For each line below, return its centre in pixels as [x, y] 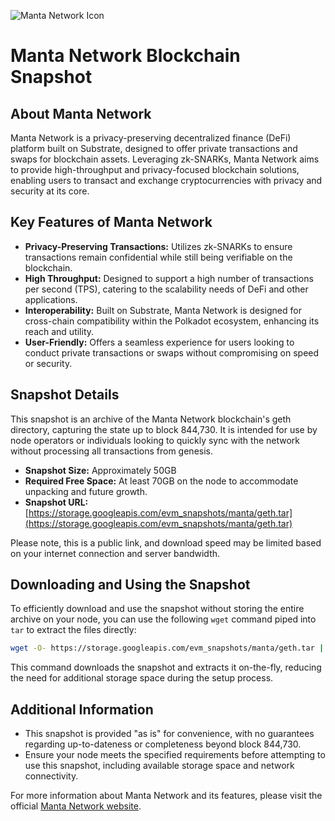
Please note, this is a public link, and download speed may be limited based [166, 542]
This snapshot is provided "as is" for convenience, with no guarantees [169, 734]
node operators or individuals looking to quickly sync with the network [155, 440]
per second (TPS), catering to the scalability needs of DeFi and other [166, 289]
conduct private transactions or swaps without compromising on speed [172, 352]
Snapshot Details [65, 395]
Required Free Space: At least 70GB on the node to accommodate [161, 481]
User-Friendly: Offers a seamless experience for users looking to [159, 342]
